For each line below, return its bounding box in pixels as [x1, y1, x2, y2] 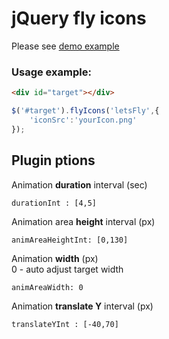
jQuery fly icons [11, 7, 147, 30]
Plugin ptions [11, 152, 96, 169]
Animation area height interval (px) [11, 215, 156, 227]
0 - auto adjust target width [11, 263, 124, 275]
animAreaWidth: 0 [11, 282, 84, 292]
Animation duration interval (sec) [11, 178, 148, 191]
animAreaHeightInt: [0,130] [11, 235, 129, 245]
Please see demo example [11, 40, 120, 52]
